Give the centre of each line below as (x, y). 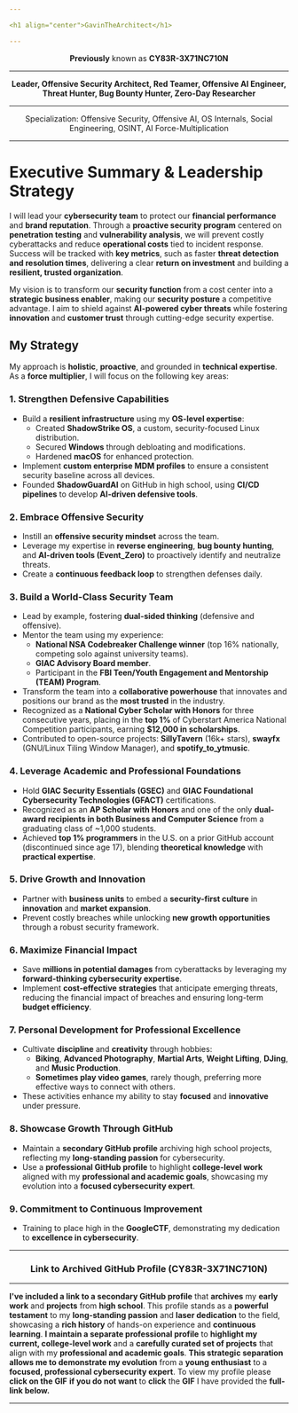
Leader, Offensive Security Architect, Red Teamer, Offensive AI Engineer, (149, 83)
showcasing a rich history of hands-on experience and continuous (133, 1325)
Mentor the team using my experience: (93, 635)
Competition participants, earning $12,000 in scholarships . (131, 729)
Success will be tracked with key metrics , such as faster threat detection (144, 253)
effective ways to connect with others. (105, 1087)
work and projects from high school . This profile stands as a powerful (139, 1306)
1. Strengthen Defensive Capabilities (90, 399)
